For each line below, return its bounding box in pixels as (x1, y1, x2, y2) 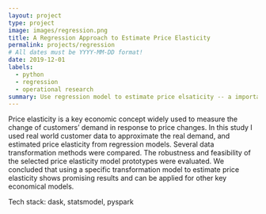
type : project (8, 19, 55, 27)
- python (15, 71, 44, 78)
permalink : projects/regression (8, 41, 115, 49)
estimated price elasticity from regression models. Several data (8, 139, 215, 149)
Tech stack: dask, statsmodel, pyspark (8, 197, 135, 207)
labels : (8, 63, 34, 71)
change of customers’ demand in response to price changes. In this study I (8, 123, 253, 132)
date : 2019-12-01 (8, 56, 66, 64)
